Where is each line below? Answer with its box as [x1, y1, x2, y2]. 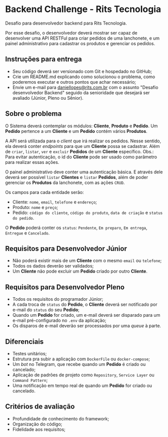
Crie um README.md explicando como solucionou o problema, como [12, 74, 155, 80]
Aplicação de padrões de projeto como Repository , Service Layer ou [12, 372, 155, 378]
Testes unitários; [12, 351, 47, 356]
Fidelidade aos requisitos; [12, 426, 66, 432]
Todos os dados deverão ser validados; [12, 263, 94, 269]
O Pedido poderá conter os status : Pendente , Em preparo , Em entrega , [5, 225, 147, 231]
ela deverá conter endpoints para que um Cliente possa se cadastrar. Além [5, 143, 160, 149]
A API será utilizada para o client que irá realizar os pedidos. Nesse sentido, [5, 138, 161, 144]
